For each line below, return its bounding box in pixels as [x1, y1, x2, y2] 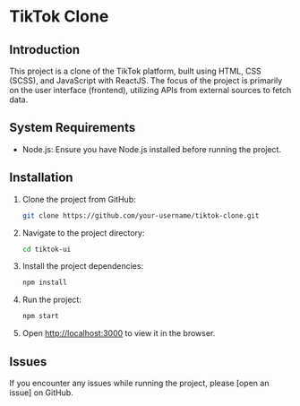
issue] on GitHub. [9, 387, 73, 398]
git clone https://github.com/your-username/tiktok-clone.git [21, 211, 260, 220]
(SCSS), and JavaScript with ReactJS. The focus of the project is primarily [9, 75, 283, 86]
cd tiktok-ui [21, 245, 72, 254]
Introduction [9, 42, 81, 57]
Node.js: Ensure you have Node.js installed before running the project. [21, 143, 282, 154]
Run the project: [21, 294, 82, 306]
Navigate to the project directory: [21, 227, 145, 238]
